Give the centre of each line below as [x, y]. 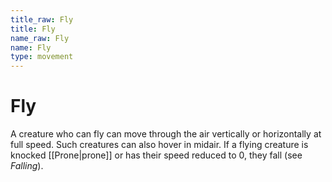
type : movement [42, 57]
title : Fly [33, 29]
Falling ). [27, 166]
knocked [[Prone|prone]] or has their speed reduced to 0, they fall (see [156, 155]
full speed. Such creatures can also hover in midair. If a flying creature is [159, 145]
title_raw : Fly [42, 19]
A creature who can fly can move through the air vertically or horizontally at [166, 134]
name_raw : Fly [40, 38]
